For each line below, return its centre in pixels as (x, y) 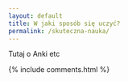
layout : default (35, 16)
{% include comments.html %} (59, 70)
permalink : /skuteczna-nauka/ (59, 31)
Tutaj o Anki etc (34, 54)
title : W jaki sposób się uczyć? (64, 23)
